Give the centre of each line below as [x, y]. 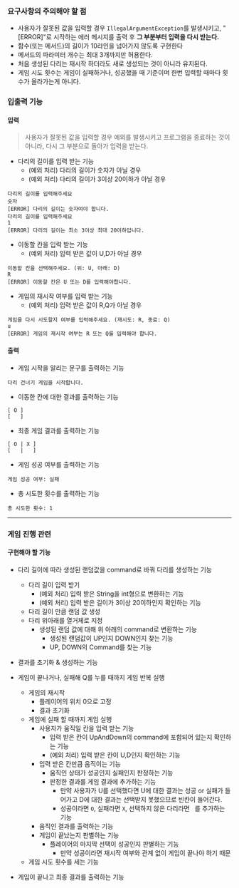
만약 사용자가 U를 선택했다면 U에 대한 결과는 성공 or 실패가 [142, 790]
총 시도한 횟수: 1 [30, 508]
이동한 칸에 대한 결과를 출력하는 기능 [68, 396]
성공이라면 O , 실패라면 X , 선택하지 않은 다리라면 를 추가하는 [143, 808]
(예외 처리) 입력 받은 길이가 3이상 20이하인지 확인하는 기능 [120, 602]
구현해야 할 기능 [29, 552]
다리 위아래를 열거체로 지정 [65, 620]
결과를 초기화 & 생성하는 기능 [58, 662]
